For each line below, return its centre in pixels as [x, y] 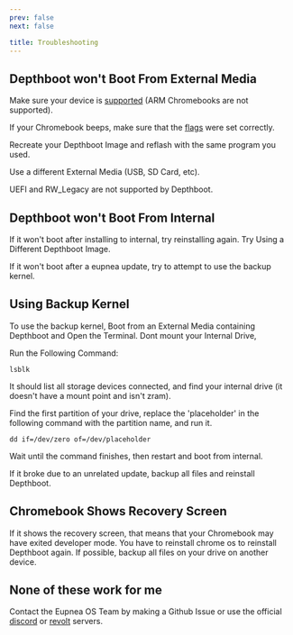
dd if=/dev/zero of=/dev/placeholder [80, 439]
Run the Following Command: [64, 353]
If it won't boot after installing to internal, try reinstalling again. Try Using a [147, 239]
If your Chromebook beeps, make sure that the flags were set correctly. [142, 128]
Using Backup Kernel [69, 304]
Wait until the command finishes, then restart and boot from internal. [136, 456]
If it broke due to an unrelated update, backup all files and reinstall [132, 473]
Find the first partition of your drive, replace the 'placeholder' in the [134, 413]
